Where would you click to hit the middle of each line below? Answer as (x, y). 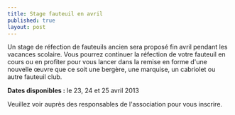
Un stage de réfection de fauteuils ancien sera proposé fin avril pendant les (117, 47)
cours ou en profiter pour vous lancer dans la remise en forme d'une (108, 62)
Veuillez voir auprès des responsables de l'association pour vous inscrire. (115, 104)
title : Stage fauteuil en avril (55, 14)
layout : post (27, 27)
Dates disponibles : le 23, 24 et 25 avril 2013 (73, 91)
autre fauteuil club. (35, 77)
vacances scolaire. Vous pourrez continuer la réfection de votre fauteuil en (116, 54)
